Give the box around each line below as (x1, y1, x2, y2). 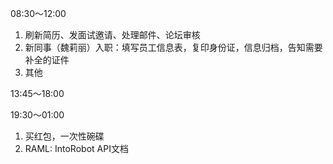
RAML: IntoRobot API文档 (24, 143, 129, 154)
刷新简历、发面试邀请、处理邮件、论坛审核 (24, 29, 201, 41)
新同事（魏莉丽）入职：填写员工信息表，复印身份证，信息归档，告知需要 (24, 42, 323, 53)
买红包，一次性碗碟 (24, 130, 105, 142)
